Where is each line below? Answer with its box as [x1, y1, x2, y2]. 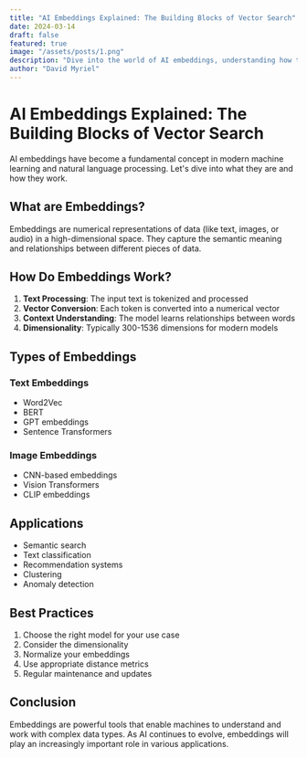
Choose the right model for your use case [22, 629, 180, 640]
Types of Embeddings [9, 349, 137, 364]
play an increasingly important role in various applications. [9, 738, 229, 749]
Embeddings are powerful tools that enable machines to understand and [9, 719, 281, 730]
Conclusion [9, 695, 77, 711]
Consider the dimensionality [22, 639, 129, 650]
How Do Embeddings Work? [9, 269, 172, 285]
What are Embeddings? [9, 199, 146, 215]
